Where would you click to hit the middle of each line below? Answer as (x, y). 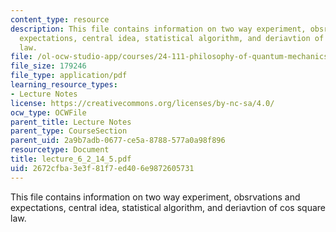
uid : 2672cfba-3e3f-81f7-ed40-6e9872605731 (102, 168)
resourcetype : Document (60, 150)
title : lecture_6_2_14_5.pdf (71, 159)
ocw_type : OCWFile (48, 112)
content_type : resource (60, 19)
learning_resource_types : (64, 85)
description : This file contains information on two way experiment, (158, 29)
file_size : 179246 (48, 66)
